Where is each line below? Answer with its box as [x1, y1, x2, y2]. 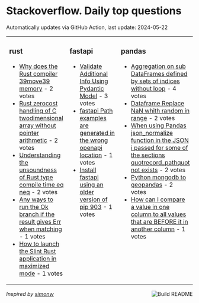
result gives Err [19, 217, 62, 225]
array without [19, 121, 56, 130]
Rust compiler [19, 69, 58, 78]
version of [79, 195, 108, 204]
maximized [19, 262, 50, 270]
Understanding [19, 151, 61, 159]
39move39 [19, 77, 50, 85]
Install [79, 166, 97, 174]
